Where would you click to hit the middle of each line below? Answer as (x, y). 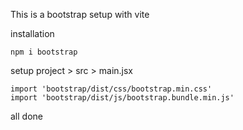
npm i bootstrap (44, 52)
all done (26, 116)
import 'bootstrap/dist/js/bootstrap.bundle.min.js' (122, 98)
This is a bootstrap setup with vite (80, 14)
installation (32, 33)
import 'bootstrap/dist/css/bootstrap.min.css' (111, 89)
